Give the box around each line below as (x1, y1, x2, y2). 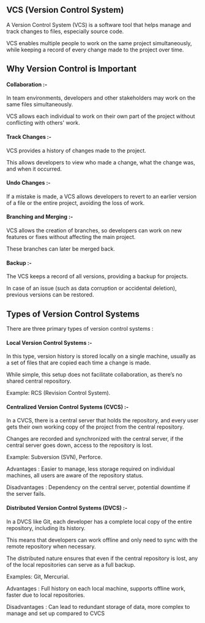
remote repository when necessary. (6, 542, 96, 550)
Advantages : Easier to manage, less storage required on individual (6, 465, 176, 473)
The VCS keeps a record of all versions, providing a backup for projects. (6, 273, 188, 280)
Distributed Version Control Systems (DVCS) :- (6, 504, 127, 512)
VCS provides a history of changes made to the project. (6, 147, 147, 154)
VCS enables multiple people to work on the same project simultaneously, (6, 39, 192, 46)
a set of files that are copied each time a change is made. (6, 359, 151, 366)
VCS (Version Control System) (6, 5, 124, 15)
